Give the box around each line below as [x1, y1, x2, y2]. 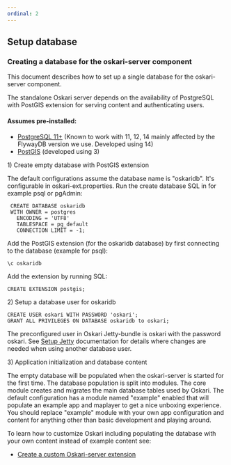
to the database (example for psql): [7, 246, 108, 255]
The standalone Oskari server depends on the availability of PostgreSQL [7, 93, 214, 102]
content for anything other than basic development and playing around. [7, 416, 212, 424]
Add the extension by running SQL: [7, 272, 108, 281]
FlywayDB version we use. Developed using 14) [17, 140, 154, 148]
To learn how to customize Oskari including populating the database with [7, 429, 216, 437]
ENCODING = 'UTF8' [16, 214, 70, 221]
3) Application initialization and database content [7, 358, 148, 366]
